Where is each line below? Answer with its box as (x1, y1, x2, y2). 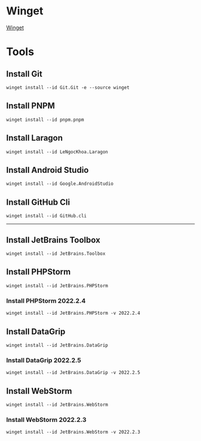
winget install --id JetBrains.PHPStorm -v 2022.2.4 (6, 310, 141, 317)
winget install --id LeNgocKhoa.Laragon (6, 148, 109, 155)
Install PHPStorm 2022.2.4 (6, 296, 86, 305)
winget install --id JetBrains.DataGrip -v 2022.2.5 (6, 370, 141, 376)
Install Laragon (6, 133, 63, 143)
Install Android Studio (6, 165, 89, 175)
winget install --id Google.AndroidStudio (6, 181, 114, 187)
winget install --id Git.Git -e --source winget (6, 84, 130, 90)
